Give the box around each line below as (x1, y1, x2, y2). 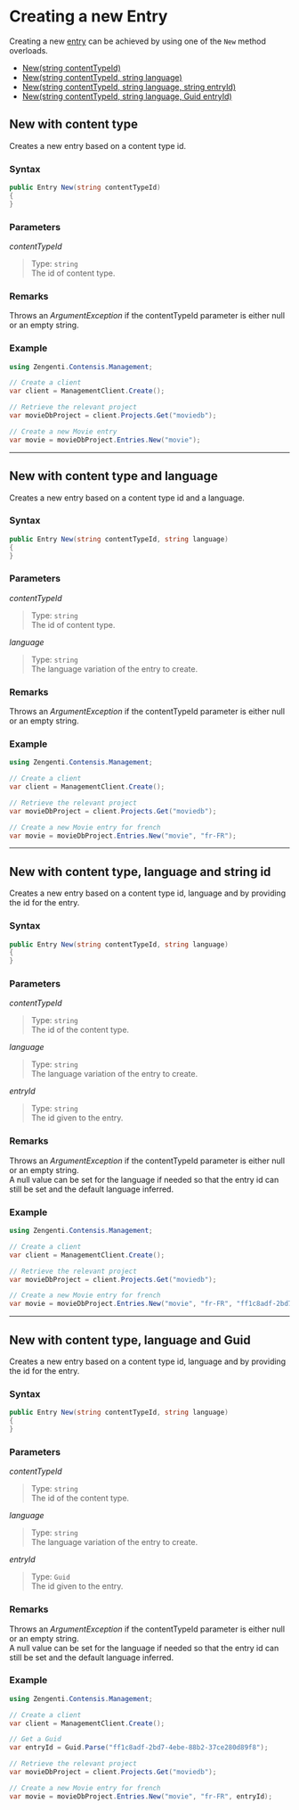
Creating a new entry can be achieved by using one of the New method (9, 36, 267, 46)
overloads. (9, 45, 49, 55)
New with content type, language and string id (9, 864, 271, 880)
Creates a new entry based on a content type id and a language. (9, 492, 245, 503)
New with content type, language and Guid (9, 1332, 251, 1348)
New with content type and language (9, 468, 218, 483)
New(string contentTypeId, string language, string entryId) (21, 81, 237, 92)
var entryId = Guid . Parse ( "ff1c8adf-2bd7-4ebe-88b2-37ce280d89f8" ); (9, 1743, 269, 1752)
